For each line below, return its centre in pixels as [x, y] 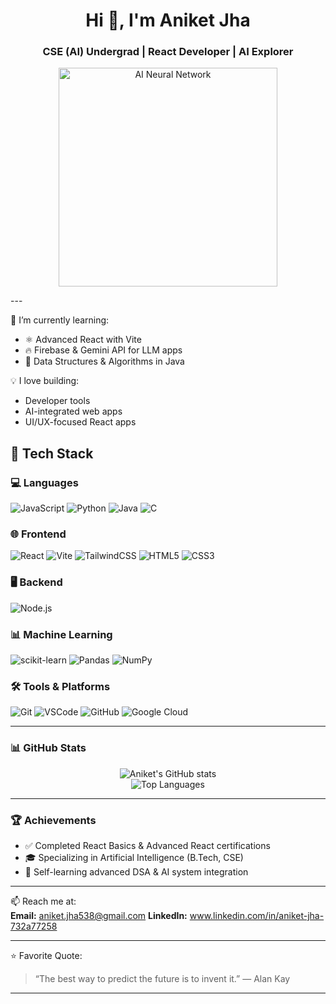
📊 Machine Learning [61, 634]
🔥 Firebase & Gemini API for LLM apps [103, 350]
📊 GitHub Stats [48, 748]
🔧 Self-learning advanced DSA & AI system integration [136, 871]
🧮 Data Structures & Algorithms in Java [104, 361]
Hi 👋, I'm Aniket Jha [168, 20]
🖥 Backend [36, 582]
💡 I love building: [45, 381]
